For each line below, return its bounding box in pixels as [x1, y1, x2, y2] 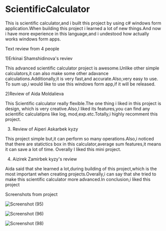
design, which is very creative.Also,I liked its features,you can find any [5, 105, 150, 111]
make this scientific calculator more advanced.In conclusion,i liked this [5, 176, 151, 182]
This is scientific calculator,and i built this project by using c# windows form [5, 20, 161, 26]
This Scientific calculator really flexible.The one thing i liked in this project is [5, 100, 161, 106]
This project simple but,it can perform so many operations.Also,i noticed [5, 135, 154, 141]
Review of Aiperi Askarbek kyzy [12, 126, 78, 132]
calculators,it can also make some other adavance [5, 70, 109, 76]
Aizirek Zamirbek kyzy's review [12, 156, 77, 162]
